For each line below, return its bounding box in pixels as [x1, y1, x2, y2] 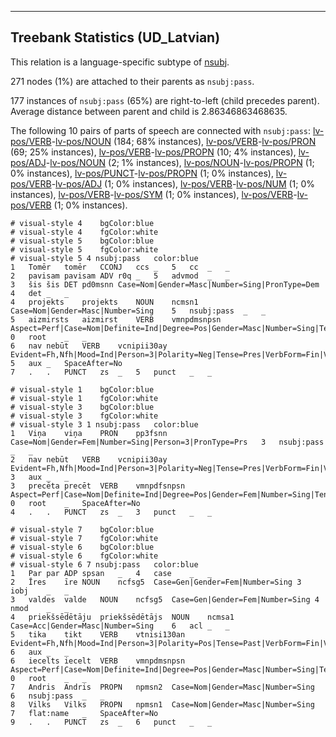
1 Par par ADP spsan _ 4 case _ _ [10, 568, 213, 578]
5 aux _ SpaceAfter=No [10, 358, 123, 368]
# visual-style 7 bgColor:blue [10, 524, 155, 535]
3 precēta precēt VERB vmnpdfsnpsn [10, 481, 186, 491]
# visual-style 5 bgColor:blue [10, 236, 155, 246]
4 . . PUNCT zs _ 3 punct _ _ [10, 507, 213, 517]
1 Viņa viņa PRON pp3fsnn [10, 428, 168, 438]
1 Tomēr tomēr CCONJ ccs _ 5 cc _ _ [10, 262, 230, 272]
